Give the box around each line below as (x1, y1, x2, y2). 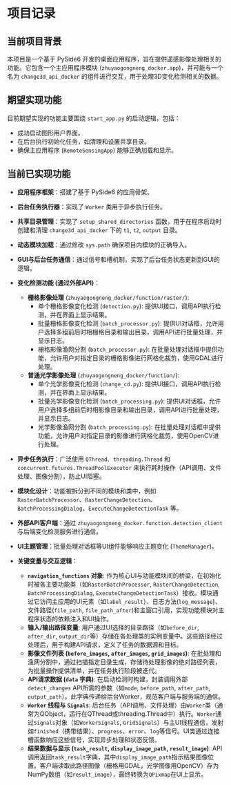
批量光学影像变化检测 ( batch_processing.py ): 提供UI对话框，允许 (37, 397, 221, 405)
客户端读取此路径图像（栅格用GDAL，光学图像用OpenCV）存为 (39, 761, 219, 770)
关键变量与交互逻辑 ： (17, 556, 78, 565)
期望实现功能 (7, 94, 62, 106)
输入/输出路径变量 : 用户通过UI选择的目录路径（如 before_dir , (27, 623, 199, 632)
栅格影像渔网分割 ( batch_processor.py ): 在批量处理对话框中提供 (37, 345, 219, 353)
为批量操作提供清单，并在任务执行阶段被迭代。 (27, 666, 161, 674)
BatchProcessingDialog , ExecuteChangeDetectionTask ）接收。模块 (27, 588, 213, 597)
